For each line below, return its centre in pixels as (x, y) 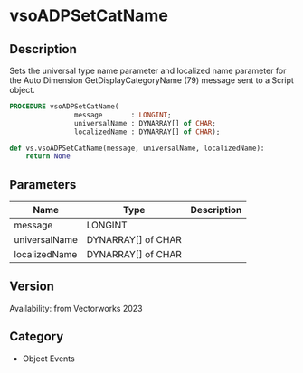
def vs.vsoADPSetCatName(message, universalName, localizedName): (137, 148)
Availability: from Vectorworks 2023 (76, 308)
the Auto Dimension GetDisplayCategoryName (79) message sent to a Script (151, 80)
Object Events (48, 359)
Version (32, 287)
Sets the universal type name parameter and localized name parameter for (148, 70)
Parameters (43, 185)
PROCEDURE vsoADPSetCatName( (64, 107)
